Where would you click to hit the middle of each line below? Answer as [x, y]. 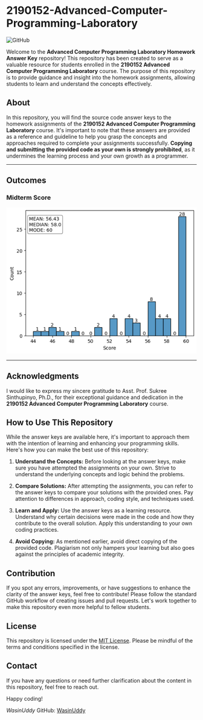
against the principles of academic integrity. [70, 554]
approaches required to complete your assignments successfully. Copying [99, 143]
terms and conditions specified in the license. [63, 647]
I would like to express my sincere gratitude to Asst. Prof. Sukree [87, 390]
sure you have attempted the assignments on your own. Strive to [95, 468]
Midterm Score [29, 198]
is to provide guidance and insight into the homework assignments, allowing [101, 77]
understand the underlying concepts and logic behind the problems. [100, 474]
